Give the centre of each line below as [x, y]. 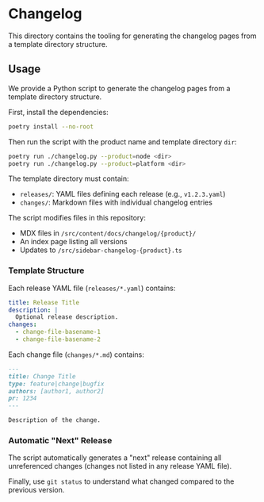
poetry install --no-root [51, 126]
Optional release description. [67, 317]
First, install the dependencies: [58, 112]
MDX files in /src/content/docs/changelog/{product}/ [108, 233]
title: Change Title [42, 376]
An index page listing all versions [73, 242]
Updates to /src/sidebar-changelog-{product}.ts [101, 250]
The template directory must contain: [69, 178]
